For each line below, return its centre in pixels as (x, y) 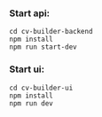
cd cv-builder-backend (51, 32)
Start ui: (27, 69)
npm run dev (31, 103)
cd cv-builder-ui (41, 88)
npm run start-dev (43, 47)
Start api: (30, 13)
